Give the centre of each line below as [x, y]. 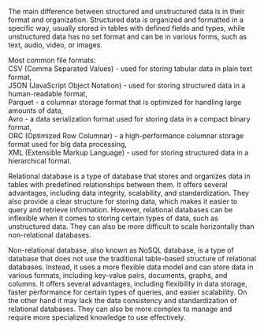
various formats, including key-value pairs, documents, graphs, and [118, 275]
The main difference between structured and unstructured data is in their [126, 11]
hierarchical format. [40, 161]
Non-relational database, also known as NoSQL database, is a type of [121, 250]
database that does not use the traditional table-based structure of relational [132, 259]
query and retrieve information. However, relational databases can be [121, 210]
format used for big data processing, [68, 144]
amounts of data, [36, 111]
